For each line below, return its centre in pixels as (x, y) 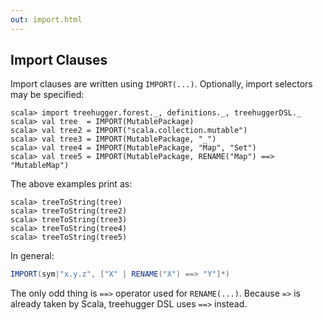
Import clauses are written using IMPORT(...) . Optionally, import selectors (161, 84)
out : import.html (46, 19)
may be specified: (47, 95)
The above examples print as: (71, 184)
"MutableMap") (40, 166)
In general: (32, 256)
